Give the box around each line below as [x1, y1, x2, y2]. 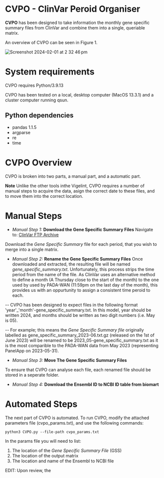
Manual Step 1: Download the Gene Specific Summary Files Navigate [12, 226, 153, 232]
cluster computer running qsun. [5, 97, 69, 103]
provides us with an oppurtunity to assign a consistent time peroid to [12, 287, 150, 293]
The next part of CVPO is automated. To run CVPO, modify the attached [5, 415, 149, 421]
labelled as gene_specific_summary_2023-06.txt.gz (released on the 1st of [5, 332, 155, 338]
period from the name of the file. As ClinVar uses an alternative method [12, 271, 155, 277]
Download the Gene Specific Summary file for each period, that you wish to [5, 241, 157, 247]
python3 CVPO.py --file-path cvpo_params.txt [5, 430, 99, 434]
